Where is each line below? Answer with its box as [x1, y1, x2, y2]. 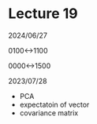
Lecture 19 [8, 5, 78, 23]
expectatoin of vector [19, 100, 90, 109]
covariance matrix [19, 108, 79, 118]
